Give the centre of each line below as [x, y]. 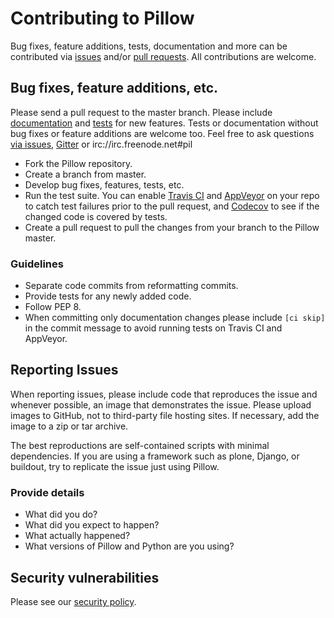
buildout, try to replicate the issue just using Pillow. [115, 466]
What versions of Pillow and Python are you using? [129, 546]
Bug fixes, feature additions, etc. [114, 88]
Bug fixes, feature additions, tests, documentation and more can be [149, 46]
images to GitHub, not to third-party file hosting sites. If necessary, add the [165, 415]
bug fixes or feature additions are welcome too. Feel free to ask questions [162, 133]
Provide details [47, 492]
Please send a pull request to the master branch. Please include [141, 112]
